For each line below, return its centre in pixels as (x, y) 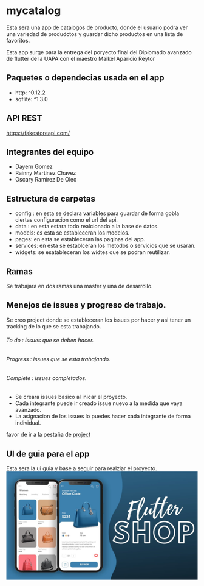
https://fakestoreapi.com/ (38, 133)
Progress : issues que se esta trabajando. (58, 359)
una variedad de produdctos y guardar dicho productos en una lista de (95, 34)
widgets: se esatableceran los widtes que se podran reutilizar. (93, 252)
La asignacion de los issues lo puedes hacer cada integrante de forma (103, 416)
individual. (28, 423)
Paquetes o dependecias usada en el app (86, 78)
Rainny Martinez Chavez (46, 173)
